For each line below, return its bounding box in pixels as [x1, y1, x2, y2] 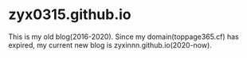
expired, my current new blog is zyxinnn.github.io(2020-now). [8, 40, 213, 49]
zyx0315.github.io [8, 6, 131, 24]
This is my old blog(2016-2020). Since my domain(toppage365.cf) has [8, 32, 239, 41]
